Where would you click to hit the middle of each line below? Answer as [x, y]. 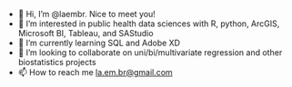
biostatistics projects [57, 62]
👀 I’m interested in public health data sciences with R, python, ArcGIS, [149, 24]
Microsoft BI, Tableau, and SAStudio [86, 33]
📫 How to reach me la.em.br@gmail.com [95, 72]
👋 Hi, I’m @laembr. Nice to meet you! [87, 14]
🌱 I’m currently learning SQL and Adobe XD [99, 43]
